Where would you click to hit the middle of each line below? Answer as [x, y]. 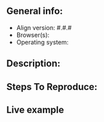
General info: [35, 11]
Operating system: [42, 42]
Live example [35, 109]
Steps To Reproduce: [52, 87]
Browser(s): [33, 35]
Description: [34, 64]
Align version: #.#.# [44, 27]
